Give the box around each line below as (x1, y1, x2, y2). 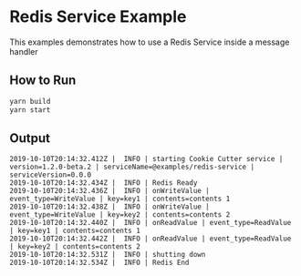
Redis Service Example (9, 6, 187, 27)
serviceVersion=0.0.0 (9, 170, 92, 179)
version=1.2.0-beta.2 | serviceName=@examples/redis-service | (9, 162, 255, 172)
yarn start (9, 105, 51, 115)
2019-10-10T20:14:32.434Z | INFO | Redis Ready (9, 179, 198, 188)
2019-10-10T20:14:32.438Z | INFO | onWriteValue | (9, 202, 210, 211)
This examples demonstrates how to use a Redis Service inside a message (9, 36, 290, 47)
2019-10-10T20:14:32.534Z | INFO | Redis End (9, 258, 190, 268)
